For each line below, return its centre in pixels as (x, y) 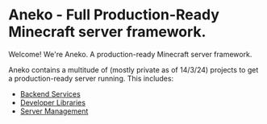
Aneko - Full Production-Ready (114, 15)
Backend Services (50, 93)
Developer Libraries (53, 102)
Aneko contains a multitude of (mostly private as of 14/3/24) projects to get (133, 69)
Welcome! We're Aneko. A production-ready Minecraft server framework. (130, 54)
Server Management (54, 111)
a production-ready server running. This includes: (91, 78)
